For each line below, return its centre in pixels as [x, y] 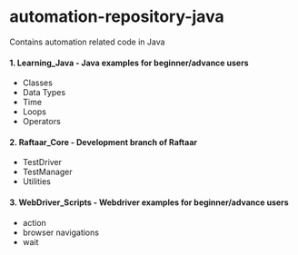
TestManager [47, 172]
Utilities [37, 181]
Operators [41, 122]
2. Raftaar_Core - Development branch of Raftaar [104, 142]
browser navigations [61, 232]
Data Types [44, 93]
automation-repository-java [117, 17]
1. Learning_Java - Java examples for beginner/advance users [129, 63]
